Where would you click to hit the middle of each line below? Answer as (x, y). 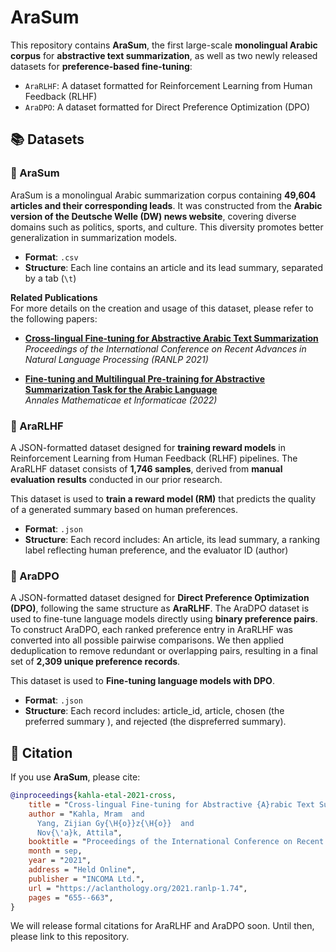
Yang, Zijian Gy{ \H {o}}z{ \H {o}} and (115, 823)
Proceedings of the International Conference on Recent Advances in (165, 348)
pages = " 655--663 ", (71, 897)
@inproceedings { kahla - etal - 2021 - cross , (93, 796)
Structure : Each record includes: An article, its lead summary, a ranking (172, 539)
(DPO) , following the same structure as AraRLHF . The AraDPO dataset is (160, 608)
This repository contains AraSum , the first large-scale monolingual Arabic (164, 45)
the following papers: (54, 318)
